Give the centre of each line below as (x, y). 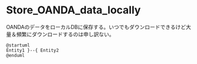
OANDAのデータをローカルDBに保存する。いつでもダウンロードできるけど (96, 27)
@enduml (16, 55)
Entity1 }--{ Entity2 (33, 50)
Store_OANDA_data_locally (74, 10)
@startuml (18, 45)
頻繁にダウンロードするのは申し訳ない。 (65, 34)
